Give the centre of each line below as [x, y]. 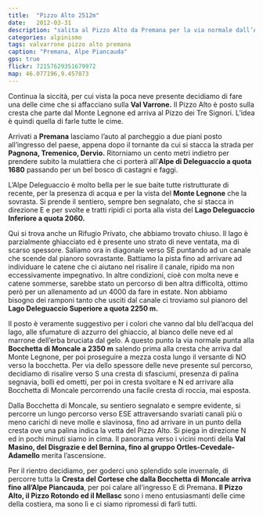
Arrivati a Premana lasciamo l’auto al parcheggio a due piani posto [115, 136]
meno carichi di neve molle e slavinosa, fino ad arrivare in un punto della [125, 422]
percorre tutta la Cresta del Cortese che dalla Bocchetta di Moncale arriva [130, 478]
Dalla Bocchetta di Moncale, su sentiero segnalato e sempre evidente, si [124, 405]
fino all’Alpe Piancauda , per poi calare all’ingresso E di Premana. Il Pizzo [126, 487]
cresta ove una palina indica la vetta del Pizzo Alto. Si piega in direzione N [127, 430]
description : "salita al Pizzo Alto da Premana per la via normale [121, 30]
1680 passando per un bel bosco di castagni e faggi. [93, 169]
